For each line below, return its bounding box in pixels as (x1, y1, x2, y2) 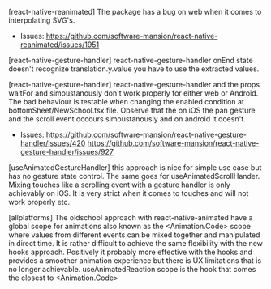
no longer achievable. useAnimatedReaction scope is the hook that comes (8, 265, 256, 274)
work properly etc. (8, 198, 71, 206)
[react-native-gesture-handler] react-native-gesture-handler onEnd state (8, 56, 253, 65)
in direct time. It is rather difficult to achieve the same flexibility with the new (8, 239, 264, 248)
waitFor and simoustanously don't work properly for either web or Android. (8, 88, 259, 98)
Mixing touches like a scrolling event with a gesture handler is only (8, 180, 231, 189)
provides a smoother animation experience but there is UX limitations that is (8, 256, 262, 266)
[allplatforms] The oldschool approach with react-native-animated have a (8, 213, 253, 222)
